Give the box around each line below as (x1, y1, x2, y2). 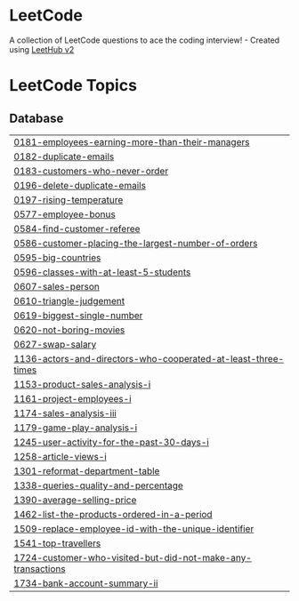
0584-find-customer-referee (13, 222, 141, 235)
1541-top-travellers (13, 537, 101, 549)
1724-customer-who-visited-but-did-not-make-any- (13, 551, 252, 564)
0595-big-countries (13, 251, 101, 263)
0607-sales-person (13, 280, 100, 292)
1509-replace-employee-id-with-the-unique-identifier (13, 522, 255, 534)
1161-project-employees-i (13, 392, 132, 405)
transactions (13, 562, 66, 574)
